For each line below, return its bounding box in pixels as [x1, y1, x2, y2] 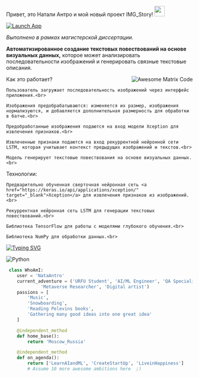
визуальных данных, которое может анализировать [6, 52, 140, 59]
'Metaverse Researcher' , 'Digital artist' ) [40, 284, 150, 290]
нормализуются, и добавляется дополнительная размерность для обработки [6, 108, 190, 114]
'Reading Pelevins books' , [27, 306, 94, 312]
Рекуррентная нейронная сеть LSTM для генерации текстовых [6, 208, 155, 214]
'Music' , [27, 294, 49, 301]
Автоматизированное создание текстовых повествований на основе [6, 45, 187, 52]
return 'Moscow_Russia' [27, 338, 86, 344]
